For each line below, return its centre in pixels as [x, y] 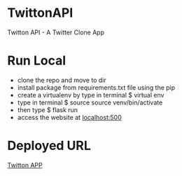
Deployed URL [49, 146]
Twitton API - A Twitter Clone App [56, 32]
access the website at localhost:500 [69, 117]
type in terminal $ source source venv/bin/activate [90, 102]
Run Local [37, 61]
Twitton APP [25, 165]
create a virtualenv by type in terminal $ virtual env [91, 95]
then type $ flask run [48, 109]
